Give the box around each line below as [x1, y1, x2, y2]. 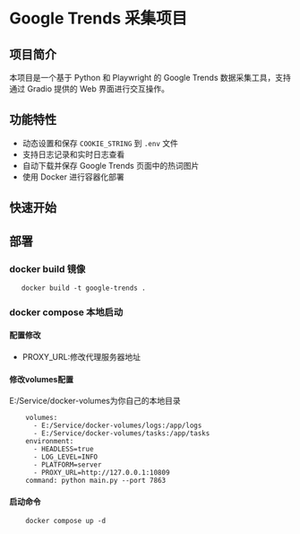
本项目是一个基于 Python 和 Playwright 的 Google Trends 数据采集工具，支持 [9, 73, 291, 83]
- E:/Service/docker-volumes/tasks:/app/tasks [32, 429, 210, 438]
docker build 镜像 [9, 262, 86, 275]
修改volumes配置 [9, 373, 74, 384]
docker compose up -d [25, 517, 106, 526]
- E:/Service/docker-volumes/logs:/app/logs [32, 421, 202, 431]
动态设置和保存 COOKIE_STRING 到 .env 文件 [21, 137, 179, 148]
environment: [25, 437, 74, 446]
